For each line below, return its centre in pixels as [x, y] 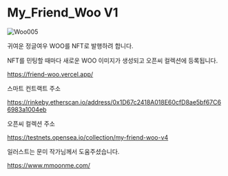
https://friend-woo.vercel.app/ [50, 74]
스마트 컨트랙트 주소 [34, 88]
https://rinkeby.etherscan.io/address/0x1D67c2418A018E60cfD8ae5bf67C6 [114, 102]
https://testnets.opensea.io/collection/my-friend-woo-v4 [88, 137]
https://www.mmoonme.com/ [49, 165]
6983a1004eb [27, 109]
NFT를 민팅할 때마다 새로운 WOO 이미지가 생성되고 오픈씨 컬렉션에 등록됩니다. [113, 60]
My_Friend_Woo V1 [63, 13]
